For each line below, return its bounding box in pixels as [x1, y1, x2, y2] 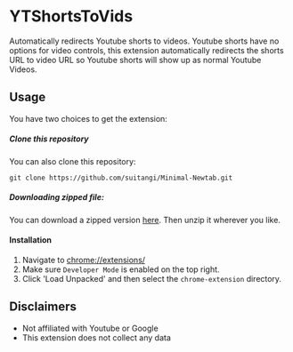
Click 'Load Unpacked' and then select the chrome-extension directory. [21, 273, 282, 284]
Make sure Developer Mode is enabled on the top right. [21, 264, 220, 275]
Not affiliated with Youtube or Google [21, 323, 159, 333]
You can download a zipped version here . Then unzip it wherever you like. [9, 214, 281, 225]
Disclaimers [9, 300, 77, 315]
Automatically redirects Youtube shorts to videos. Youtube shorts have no [9, 36, 280, 46]
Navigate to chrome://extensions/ [21, 254, 145, 265]
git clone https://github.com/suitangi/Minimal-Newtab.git [9, 173, 233, 182]
